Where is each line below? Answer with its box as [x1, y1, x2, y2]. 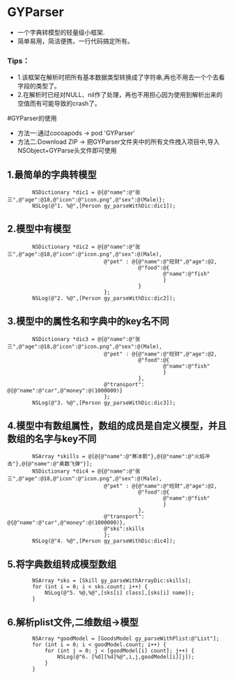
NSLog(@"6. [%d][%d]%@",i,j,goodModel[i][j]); [56, 653, 195, 661]
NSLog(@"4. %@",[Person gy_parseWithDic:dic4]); [32, 537, 176, 544]
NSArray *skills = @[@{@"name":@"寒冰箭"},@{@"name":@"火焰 [32, 453, 205, 460]
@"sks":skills [103, 526, 145, 533]
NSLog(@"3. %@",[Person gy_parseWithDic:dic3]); [32, 399, 176, 406]
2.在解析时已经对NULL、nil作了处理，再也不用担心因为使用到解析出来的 [17, 91, 223, 99]
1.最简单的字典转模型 [7, 169, 97, 181]
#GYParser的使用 [7, 114, 57, 123]
